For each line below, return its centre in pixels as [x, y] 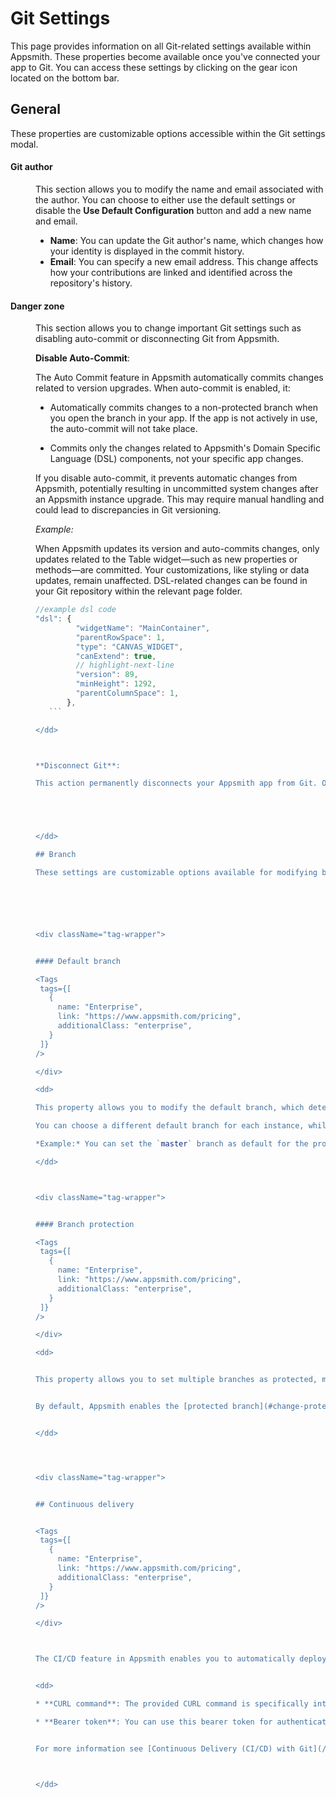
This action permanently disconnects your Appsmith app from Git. [176, 783]
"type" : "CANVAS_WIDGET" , [129, 647]
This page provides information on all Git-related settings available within [161, 46]
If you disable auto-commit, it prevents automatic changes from [166, 478]
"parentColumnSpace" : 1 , [127, 693]
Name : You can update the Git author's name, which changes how [186, 240]
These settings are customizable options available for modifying [176, 873]
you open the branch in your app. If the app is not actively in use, [183, 418]
